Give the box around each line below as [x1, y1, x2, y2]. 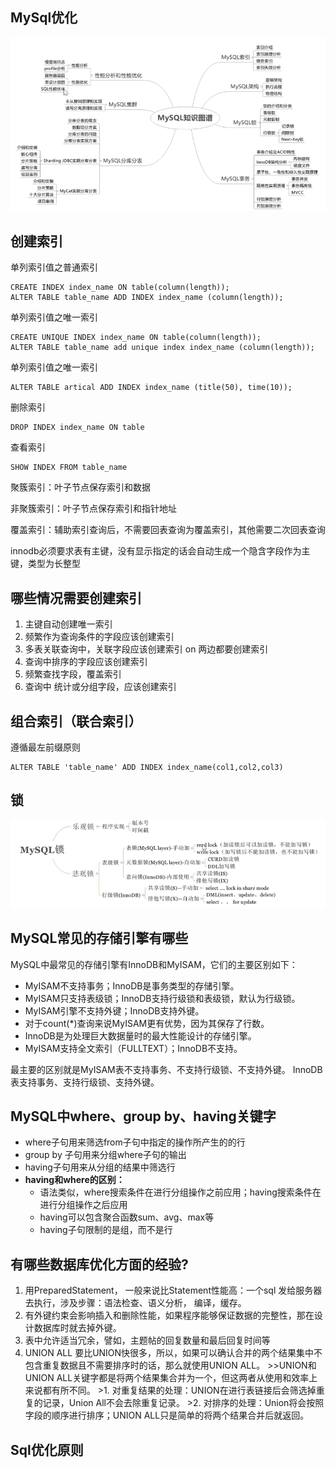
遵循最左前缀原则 [10, 741, 81, 753]
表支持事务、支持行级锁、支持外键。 [10, 1076, 160, 1088]
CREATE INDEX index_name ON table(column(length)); [10, 283, 230, 293]
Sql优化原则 [10, 1441, 84, 1458]
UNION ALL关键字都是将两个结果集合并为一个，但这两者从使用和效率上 [24, 1372, 318, 1384]
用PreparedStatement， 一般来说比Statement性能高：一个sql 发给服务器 [24, 1284, 323, 1297]
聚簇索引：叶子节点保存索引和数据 [10, 481, 151, 493]
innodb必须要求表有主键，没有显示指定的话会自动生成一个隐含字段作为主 [10, 545, 311, 557]
